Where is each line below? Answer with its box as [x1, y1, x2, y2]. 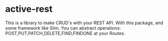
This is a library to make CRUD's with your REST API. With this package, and [5, 20, 163, 26]
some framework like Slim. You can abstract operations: [5, 25, 121, 31]
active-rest [5, 3, 53, 15]
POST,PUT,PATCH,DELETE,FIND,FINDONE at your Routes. [5, 30, 125, 36]
